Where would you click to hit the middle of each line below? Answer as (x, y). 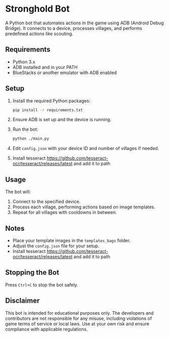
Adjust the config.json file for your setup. (56, 246)
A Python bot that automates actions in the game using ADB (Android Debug (84, 23)
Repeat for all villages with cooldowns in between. (65, 212)
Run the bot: (25, 129)
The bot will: (18, 192)
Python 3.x (24, 62)
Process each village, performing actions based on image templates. (84, 207)
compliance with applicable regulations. (47, 329)
